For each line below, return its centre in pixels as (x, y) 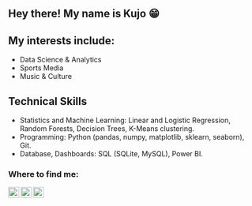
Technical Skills (48, 101)
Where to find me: (43, 174)
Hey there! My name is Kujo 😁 (84, 14)
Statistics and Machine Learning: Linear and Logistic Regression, (125, 120)
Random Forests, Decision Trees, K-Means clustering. (107, 129)
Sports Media (41, 68)
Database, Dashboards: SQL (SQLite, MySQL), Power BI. (111, 154)
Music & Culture (46, 77)
